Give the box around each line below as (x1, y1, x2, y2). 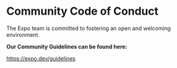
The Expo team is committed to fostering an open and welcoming (6, 25, 171, 32)
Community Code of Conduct (6, 4, 159, 18)
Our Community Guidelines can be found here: (6, 43, 127, 50)
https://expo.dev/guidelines (6, 55, 76, 62)
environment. (6, 31, 40, 38)
